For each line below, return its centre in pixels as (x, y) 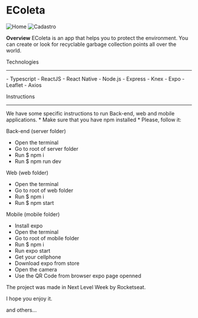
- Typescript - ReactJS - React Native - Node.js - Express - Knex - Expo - (95, 79)
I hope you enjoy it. (29, 299)
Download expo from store (47, 263)
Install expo (29, 226)
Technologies (23, 62)
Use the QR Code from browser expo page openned (78, 276)
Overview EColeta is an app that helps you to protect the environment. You (97, 38)
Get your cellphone (38, 257)
